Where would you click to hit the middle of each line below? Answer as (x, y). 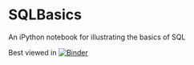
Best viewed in (32, 52)
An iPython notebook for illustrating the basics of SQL (97, 37)
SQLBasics (45, 15)
